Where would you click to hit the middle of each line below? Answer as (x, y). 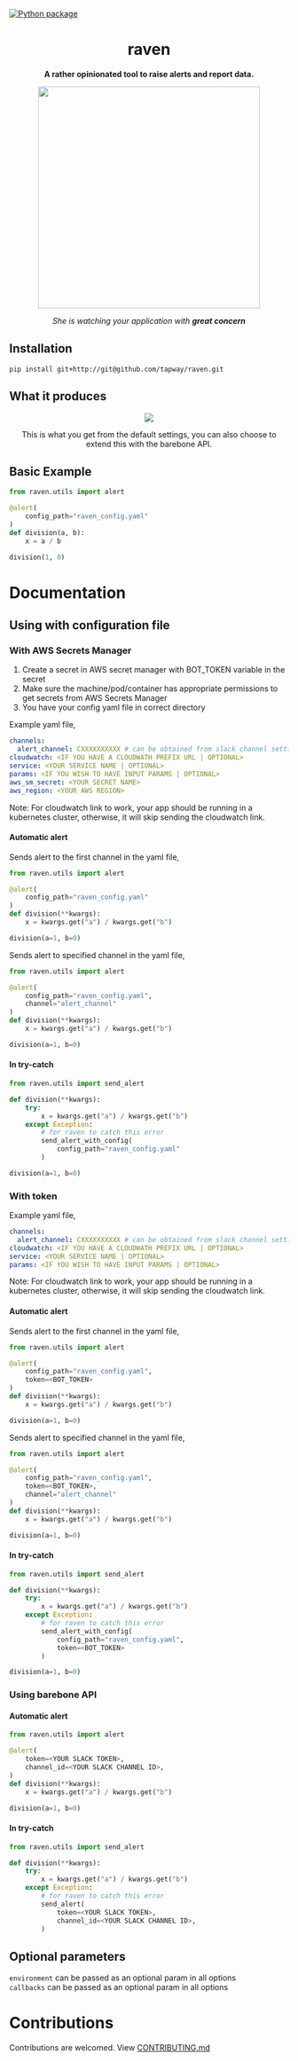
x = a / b (43, 541)
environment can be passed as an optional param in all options (123, 1978)
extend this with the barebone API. (149, 444)
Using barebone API (53, 1695)
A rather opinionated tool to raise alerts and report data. (149, 74)
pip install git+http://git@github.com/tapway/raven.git (117, 369)
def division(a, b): (47, 532)
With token (33, 1196)
